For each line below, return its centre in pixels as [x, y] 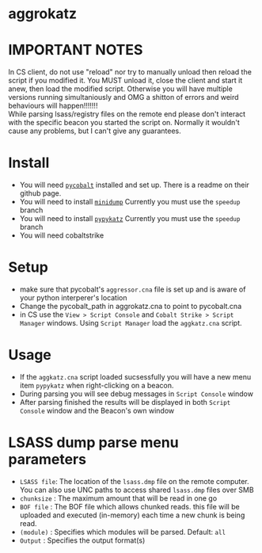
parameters [47, 460]
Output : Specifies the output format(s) [82, 540]
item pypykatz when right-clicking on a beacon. [97, 385]
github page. [40, 193]
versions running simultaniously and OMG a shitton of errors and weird [123, 97]
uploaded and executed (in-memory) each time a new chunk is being [132, 515]
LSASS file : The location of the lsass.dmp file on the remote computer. [134, 481]
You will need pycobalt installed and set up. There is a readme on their [134, 185]
